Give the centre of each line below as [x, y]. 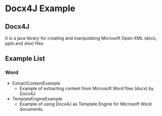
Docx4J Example [40, 9]
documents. [32, 109]
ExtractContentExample [36, 83]
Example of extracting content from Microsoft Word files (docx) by [86, 88]
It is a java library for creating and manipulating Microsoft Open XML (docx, [81, 38]
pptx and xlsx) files [24, 43]
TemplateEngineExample [37, 98]
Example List [25, 59]
